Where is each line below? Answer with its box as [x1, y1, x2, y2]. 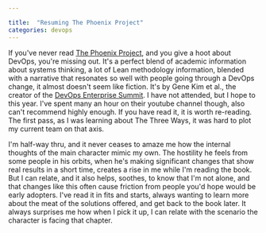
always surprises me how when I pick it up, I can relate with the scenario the [8, 207, 258, 216]
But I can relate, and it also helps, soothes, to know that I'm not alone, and [8, 173, 250, 183]
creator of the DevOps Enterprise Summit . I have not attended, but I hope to [8, 90, 256, 99]
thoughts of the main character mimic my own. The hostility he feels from [8, 148, 249, 157]
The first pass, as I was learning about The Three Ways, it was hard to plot [8, 115, 252, 125]
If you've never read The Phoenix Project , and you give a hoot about [8, 48, 232, 57]
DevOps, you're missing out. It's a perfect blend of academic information [8, 56, 247, 66]
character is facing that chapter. [8, 216, 113, 225]
